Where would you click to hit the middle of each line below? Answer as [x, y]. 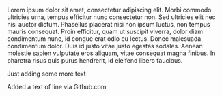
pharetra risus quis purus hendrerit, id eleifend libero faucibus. [95, 60]
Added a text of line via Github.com [57, 87]
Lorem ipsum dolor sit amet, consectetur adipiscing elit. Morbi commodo [109, 10]
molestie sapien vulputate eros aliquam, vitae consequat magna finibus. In [111, 53]
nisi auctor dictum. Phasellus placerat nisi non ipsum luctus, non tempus [109, 24]
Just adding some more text [47, 74]
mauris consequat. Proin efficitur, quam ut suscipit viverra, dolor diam [105, 31]
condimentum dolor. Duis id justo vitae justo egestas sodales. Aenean [105, 46]
